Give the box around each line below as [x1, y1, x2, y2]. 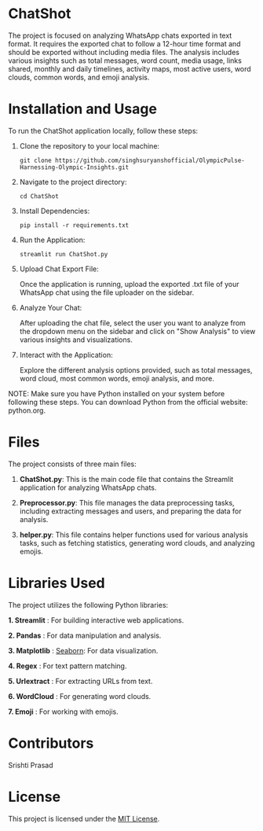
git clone [19, 156, 53, 164]
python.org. [8, 406, 46, 415]
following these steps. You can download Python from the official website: [8, 397, 248, 406]
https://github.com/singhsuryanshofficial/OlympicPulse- [54, 156, 245, 164]
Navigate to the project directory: [19, 177, 127, 186]
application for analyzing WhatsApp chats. [19, 483, 157, 492]
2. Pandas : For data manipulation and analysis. [8, 631, 162, 640]
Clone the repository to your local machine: [19, 141, 159, 150]
